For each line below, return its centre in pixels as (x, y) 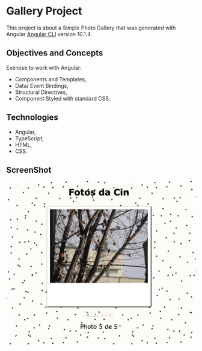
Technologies (32, 118)
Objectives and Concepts (55, 53)
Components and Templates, (50, 79)
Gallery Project (44, 11)
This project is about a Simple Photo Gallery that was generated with (91, 28)
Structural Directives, (41, 92)
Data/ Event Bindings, (42, 85)
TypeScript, (29, 138)
